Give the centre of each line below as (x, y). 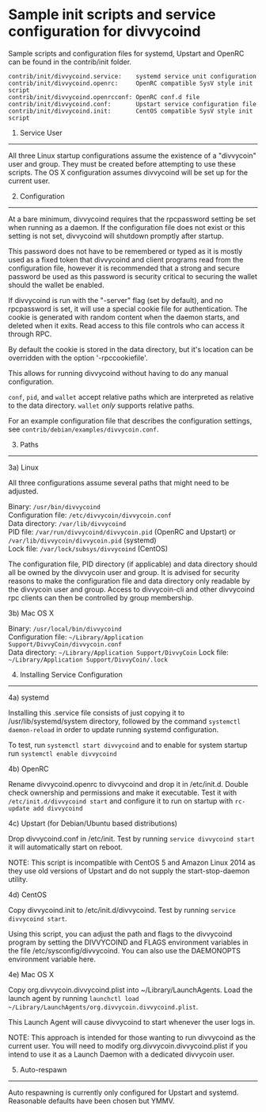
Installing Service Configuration (71, 674)
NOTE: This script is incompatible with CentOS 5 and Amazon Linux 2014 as (132, 862)
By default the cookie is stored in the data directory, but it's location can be (131, 349)
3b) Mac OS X (31, 613)
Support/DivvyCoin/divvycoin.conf (65, 644)
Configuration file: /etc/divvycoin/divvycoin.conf (90, 515)
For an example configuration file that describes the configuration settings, (130, 420)
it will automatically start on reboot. (65, 847)
